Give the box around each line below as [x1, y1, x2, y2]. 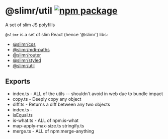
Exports [5, 77, 31, 86]
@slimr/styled [12, 57, 41, 63]
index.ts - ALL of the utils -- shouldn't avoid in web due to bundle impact [12, 91, 163, 97]
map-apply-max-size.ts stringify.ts [12, 122, 85, 128]
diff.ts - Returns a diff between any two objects [12, 101, 111, 107]
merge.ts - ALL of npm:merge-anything [12, 128, 95, 134]
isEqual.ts [12, 112, 33, 118]
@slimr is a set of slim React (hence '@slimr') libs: [5, 31, 108, 37]
